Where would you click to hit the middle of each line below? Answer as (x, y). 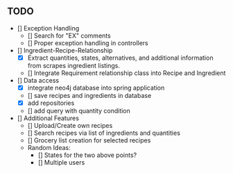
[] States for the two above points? (87, 155)
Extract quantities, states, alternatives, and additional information (120, 58)
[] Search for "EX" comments (69, 35)
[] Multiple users (61, 162)
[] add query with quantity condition (79, 111)
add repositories (51, 103)
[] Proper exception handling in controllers (88, 43)
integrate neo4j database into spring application (96, 88)
